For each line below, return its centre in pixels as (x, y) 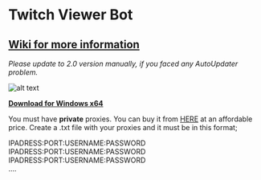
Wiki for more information (74, 45)
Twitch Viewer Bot (71, 15)
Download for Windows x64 (56, 103)
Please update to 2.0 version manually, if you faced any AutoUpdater (123, 63)
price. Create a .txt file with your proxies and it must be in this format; (123, 127)
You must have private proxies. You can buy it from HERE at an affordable (130, 119)
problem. (23, 72)
